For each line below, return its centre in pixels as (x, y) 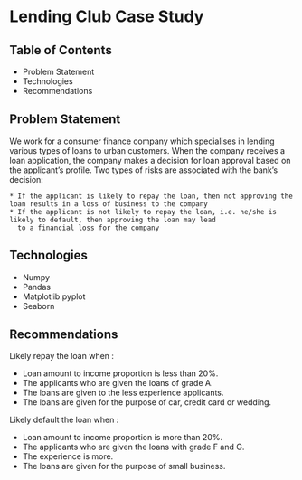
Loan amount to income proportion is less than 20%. (120, 373)
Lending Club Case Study (107, 17)
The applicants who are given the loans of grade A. (118, 383)
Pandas (37, 287)
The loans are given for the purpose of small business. (124, 466)
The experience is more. (68, 456)
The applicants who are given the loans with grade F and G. (133, 447)
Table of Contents (61, 50)
